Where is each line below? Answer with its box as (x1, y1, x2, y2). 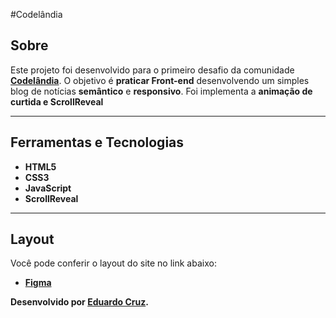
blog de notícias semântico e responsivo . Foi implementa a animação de (10, 85, 313, 97)
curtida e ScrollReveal (10, 95, 104, 108)
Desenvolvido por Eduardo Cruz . (10, 296, 149, 308)
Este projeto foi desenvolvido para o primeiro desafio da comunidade (10, 64, 295, 76)
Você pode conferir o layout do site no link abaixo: (10, 257, 217, 269)
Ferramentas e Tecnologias (10, 134, 185, 151)
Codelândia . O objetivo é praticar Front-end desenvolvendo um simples (10, 74, 310, 86)
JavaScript (24, 182, 72, 194)
